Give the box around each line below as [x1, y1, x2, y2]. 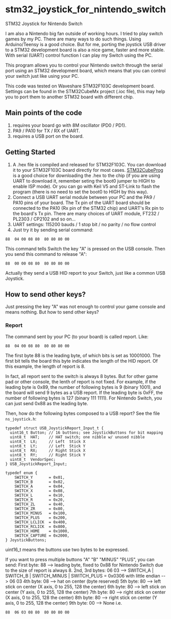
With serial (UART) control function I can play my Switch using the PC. [5, 52, 153, 58]
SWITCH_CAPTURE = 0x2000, [14, 533, 70, 538]
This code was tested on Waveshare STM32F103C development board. [5, 83, 155, 89]
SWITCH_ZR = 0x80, [14, 506, 65, 511]
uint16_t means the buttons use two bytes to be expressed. [5, 546, 129, 552]
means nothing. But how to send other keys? [5, 309, 99, 315]
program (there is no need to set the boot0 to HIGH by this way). [12, 188, 149, 195]
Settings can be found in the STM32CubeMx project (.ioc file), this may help [5, 88, 165, 94]
